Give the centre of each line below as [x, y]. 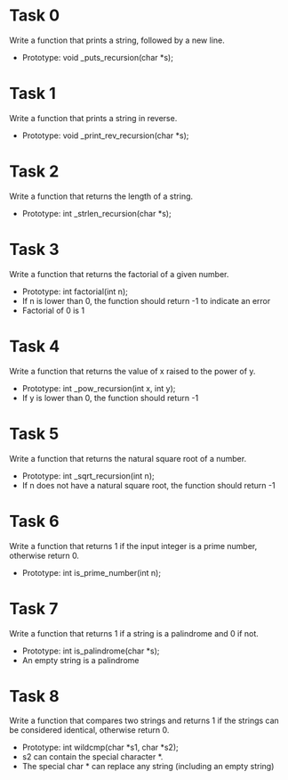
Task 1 [32, 94]
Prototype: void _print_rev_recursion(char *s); [105, 135]
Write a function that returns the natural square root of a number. [128, 458]
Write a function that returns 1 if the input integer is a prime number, [133, 546]
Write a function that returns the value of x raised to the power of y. [132, 371]
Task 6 [34, 521]
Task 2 [34, 172]
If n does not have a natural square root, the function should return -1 [148, 485]
